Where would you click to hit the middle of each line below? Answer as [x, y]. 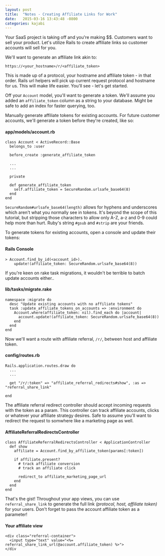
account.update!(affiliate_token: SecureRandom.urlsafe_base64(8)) [89, 317]
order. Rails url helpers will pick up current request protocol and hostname [80, 81]
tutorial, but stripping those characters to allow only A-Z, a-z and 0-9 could [81, 218]
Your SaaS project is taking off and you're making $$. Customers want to [79, 37]
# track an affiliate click [47, 468]
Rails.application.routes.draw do [41, 366]
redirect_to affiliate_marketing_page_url [62, 477]
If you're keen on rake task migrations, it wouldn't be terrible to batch [75, 273]
